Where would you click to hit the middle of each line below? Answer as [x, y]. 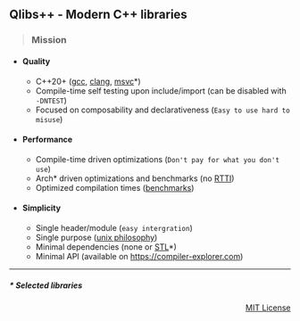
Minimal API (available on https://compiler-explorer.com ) [139, 256]
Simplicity [41, 208]
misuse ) [49, 119]
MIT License [268, 308]
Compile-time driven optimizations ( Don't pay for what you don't [157, 159]
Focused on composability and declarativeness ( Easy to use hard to [162, 110]
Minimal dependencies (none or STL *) [106, 247]
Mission [49, 40]
